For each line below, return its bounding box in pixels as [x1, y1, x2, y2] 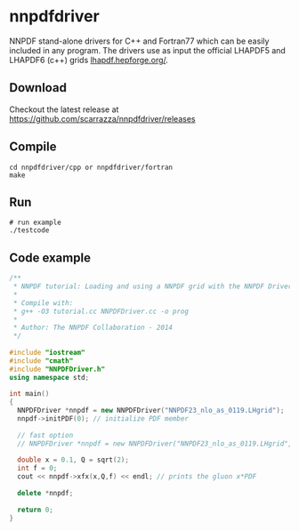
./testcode [9, 226, 50, 235]
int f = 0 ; [17, 464, 58, 473]
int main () [9, 390, 50, 398]
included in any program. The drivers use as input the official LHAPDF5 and [9, 44, 287, 55]
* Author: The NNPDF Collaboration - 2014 [12, 323, 174, 333]
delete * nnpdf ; [17, 488, 74, 497]
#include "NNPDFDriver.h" [9, 365, 105, 374]
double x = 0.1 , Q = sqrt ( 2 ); [17, 455, 129, 464]
